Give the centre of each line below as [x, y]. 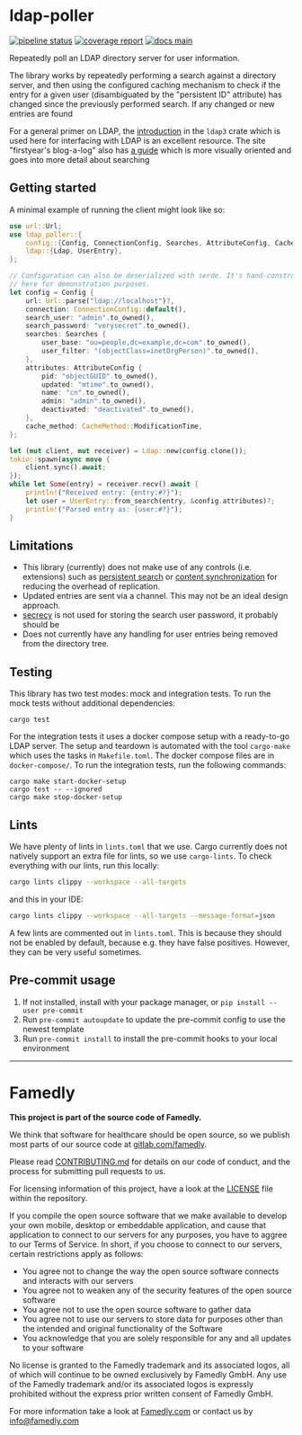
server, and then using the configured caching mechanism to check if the [145, 85]
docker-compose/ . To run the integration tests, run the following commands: [148, 765]
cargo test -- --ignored [56, 789]
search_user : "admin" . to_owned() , [90, 317]
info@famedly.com [44, 1421]
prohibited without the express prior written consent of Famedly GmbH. [142, 1394]
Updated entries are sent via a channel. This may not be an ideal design [155, 596]
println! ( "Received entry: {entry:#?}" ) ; [104, 493]
